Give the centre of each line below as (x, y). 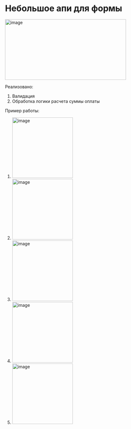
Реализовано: (19, 87)
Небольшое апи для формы (64, 8)
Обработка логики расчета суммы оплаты (56, 101)
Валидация (23, 96)
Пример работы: (22, 111)
